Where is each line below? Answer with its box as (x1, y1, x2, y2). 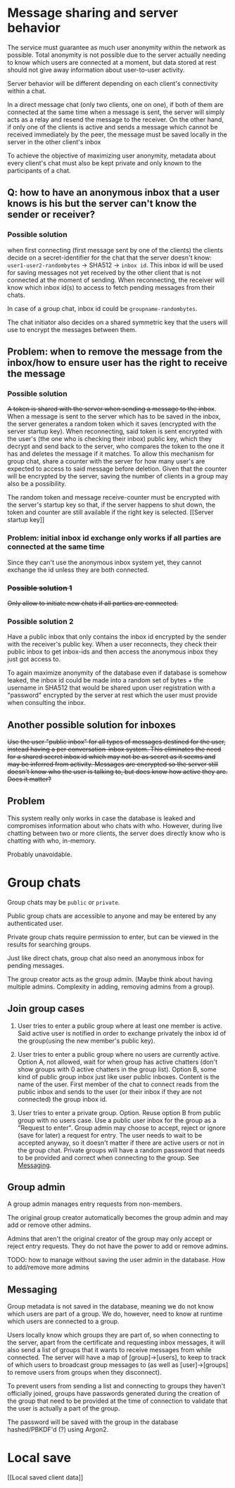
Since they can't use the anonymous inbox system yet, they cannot (7, 558, 202, 566)
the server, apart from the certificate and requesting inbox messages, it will (7, 1338, 225, 1347)
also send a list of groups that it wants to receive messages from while (7, 1346, 212, 1354)
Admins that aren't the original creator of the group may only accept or (7, 1235, 212, 1243)
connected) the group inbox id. (17, 1095, 108, 1103)
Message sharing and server (7, 5, 179, 21)
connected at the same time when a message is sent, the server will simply (7, 108, 225, 116)
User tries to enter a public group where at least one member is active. (17, 1022, 223, 1030)
